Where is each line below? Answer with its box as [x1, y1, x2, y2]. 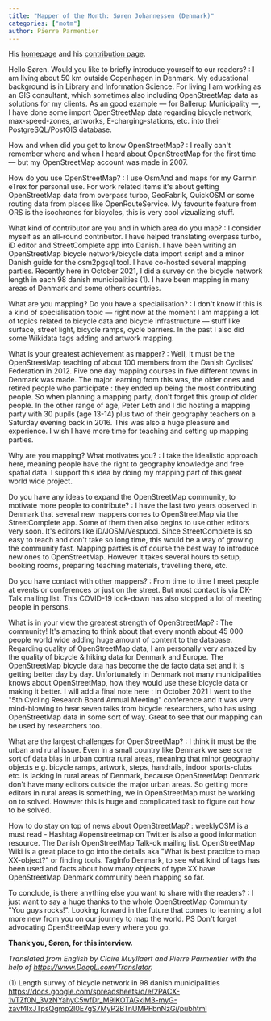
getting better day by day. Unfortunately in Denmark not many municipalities [8, 669, 262, 679]
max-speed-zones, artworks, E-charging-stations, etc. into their [8, 116, 222, 126]
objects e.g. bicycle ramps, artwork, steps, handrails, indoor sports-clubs [8, 762, 252, 772]
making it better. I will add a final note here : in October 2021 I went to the [8, 686, 252, 696]
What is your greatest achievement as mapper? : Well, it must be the [8, 349, 236, 359]
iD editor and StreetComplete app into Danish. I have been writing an [8, 240, 236, 251]
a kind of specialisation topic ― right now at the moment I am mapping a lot [8, 308, 260, 318]
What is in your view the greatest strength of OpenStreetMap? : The [8, 618, 234, 627]
